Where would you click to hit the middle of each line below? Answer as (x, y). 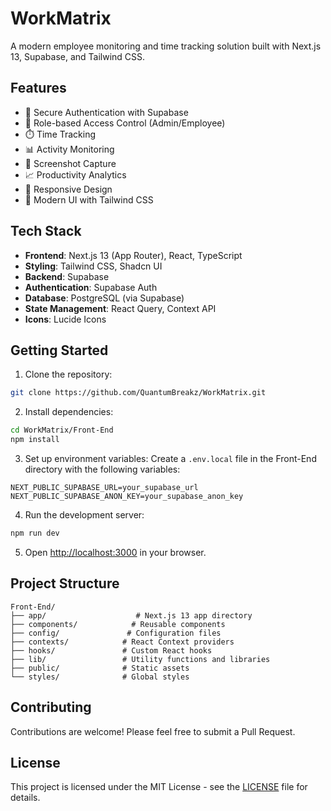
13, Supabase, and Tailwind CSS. (78, 56)
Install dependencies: (69, 412)
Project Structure (65, 583)
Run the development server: (84, 515)
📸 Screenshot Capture (70, 163)
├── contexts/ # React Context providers (122, 642)
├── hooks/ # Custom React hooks (111, 650)
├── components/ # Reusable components (118, 624)
